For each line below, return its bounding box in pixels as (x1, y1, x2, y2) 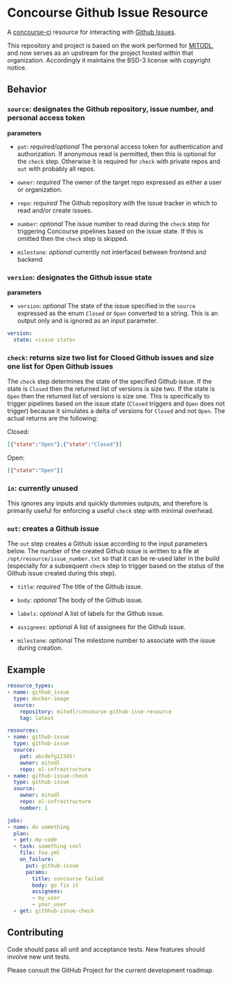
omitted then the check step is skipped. (17, 234, 129, 242)
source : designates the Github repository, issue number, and (7, 104, 214, 114)
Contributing (7, 927, 64, 939)
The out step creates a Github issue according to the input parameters (7, 539, 208, 548)
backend (17, 255, 43, 263)
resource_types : (7, 682, 54, 689)
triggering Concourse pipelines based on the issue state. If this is (17, 227, 204, 235)
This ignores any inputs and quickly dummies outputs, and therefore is (7, 499, 208, 508)
